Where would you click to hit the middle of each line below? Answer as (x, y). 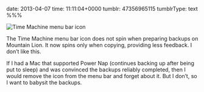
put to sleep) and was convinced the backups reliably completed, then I (96, 70)
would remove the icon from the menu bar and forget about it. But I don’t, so (102, 76)
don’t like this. (24, 51)
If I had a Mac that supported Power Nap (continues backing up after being (100, 63)
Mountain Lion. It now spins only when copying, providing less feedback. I (99, 45)
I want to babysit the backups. (44, 82)
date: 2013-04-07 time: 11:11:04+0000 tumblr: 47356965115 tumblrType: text (102, 9)
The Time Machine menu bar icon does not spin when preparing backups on (102, 38)
